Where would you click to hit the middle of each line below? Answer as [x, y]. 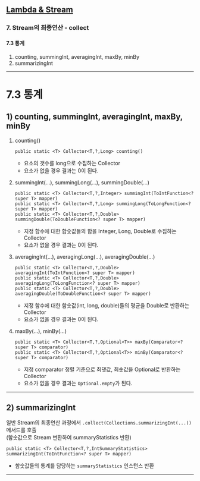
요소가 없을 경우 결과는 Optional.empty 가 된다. [78, 383]
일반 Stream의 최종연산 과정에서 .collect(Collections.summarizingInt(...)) [99, 423]
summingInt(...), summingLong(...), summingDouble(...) [82, 182]
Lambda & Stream [40, 10]
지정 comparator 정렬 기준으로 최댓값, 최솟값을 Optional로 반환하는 [102, 369]
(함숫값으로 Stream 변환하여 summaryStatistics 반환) [69, 438]
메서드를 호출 [21, 430]
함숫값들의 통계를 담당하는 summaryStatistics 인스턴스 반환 [85, 466]
